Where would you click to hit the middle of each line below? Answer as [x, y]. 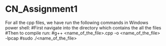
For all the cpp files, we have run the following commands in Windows [77, 23]
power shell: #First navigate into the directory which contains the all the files [83, 27]
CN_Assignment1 [41, 9]
